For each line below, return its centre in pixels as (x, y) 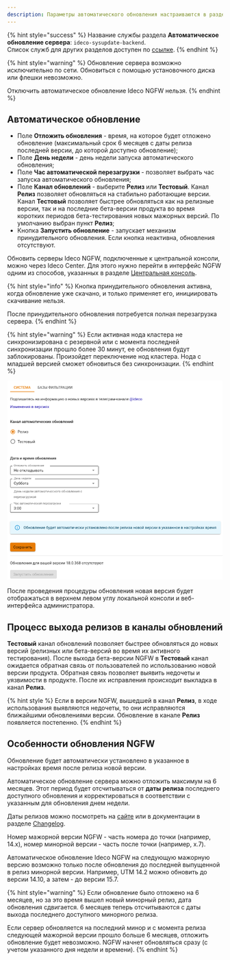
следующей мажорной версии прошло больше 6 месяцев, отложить (108, 935)
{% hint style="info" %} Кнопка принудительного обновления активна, (110, 286)
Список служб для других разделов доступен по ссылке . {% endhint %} (113, 49)
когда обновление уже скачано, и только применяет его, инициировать (112, 293)
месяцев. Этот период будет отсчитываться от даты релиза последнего (114, 788)
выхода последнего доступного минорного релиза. (82, 914)
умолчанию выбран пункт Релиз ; (66, 224)
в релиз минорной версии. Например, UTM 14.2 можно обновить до (107, 872)
